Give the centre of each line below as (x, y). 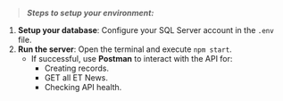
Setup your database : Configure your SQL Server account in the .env (146, 30)
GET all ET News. (76, 78)
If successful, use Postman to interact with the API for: (132, 59)
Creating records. (77, 68)
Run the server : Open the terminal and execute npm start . (125, 49)
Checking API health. (83, 87)
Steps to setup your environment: (90, 13)
